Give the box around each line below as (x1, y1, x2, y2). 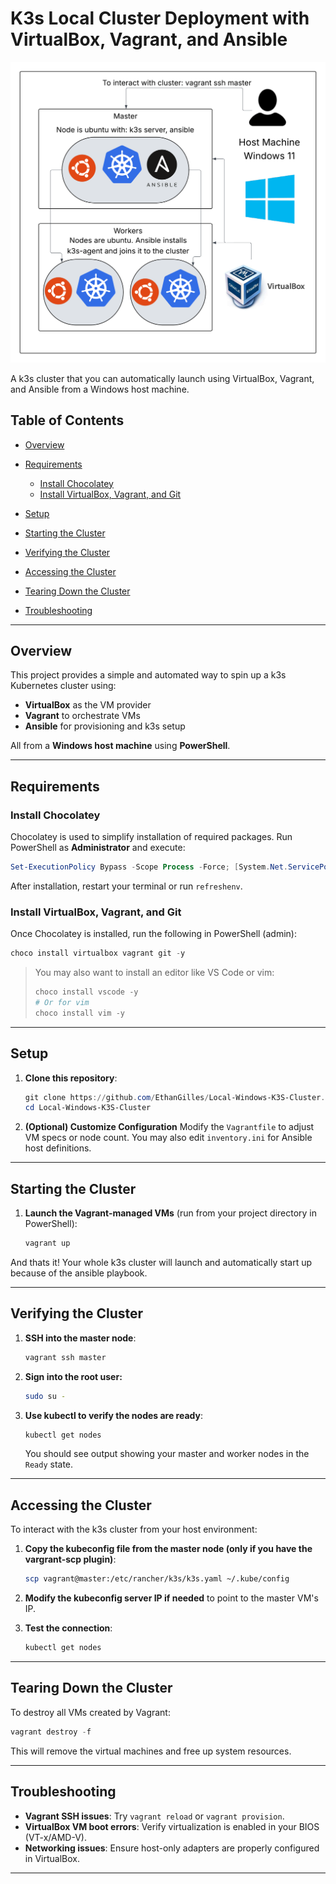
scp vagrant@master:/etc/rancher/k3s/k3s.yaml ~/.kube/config (24, 1574, 290, 1584)
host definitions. (24, 1142, 92, 1154)
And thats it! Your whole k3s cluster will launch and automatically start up (10, 1257, 313, 1269)
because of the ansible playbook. (10, 1267, 148, 1279)
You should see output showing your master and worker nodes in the (24, 1448, 310, 1460)
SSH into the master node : (24, 1332, 137, 1344)
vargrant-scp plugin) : (24, 1553, 117, 1566)
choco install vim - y (34, 1008, 125, 1018)
